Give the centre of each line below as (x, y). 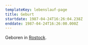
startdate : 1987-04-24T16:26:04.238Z (44, 19)
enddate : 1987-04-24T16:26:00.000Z (42, 23)
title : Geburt (20, 14)
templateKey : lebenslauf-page (36, 10)
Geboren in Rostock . (26, 38)
